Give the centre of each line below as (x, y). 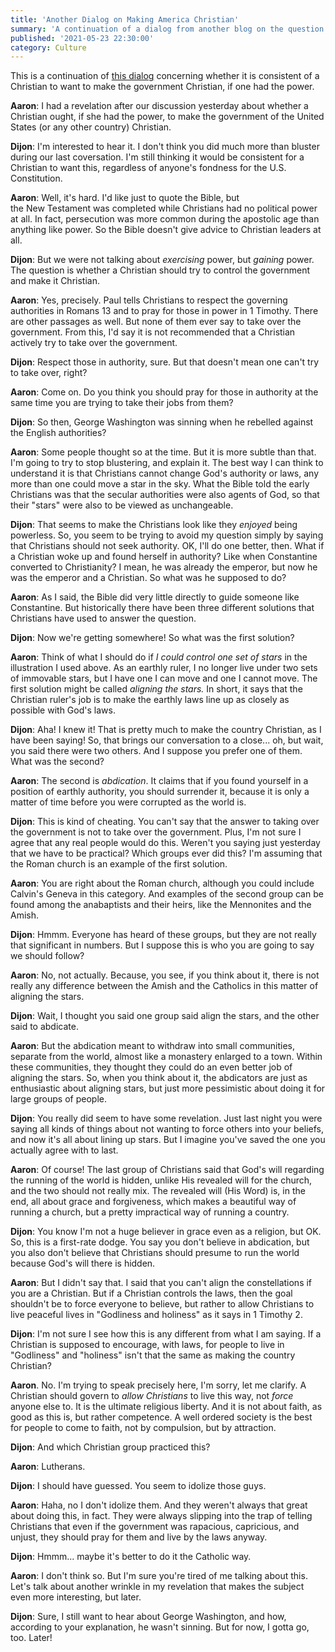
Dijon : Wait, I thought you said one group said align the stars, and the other (165, 1016)
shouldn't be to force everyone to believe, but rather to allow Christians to (162, 1304)
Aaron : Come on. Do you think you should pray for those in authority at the (164, 392)
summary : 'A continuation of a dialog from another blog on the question (167, 29)
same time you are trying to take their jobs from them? (122, 403)
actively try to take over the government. (94, 343)
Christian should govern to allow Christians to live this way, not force (152, 1396)
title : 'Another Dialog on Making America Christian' (125, 19)
